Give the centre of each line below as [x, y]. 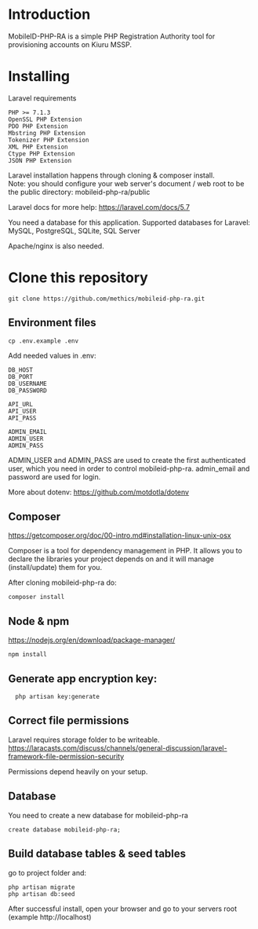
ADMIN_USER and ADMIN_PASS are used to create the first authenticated [127, 460]
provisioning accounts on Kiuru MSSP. [70, 44]
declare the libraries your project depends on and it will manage [111, 559]
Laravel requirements [42, 98]
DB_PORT [21, 376]
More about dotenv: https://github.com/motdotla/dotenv [99, 492]
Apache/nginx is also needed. [56, 246]
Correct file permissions [69, 721]
